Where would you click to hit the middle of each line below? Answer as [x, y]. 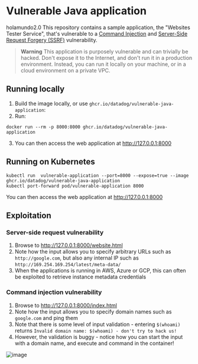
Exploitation [29, 215]
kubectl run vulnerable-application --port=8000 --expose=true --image [98, 175]
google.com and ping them [46, 318]
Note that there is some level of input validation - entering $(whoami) [98, 324]
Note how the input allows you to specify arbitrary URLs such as [93, 252]
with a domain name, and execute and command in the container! [94, 343]
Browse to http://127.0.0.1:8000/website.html [69, 245]
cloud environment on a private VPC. [65, 70]
